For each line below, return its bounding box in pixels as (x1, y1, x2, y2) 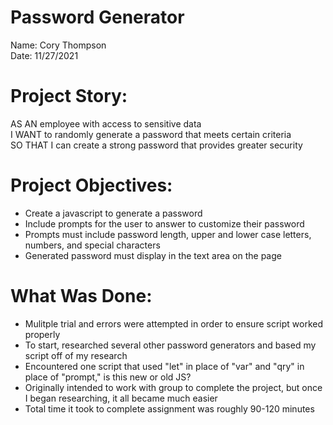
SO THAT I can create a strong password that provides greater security (10, 139, 303, 151)
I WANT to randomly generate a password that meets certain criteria (10, 128, 292, 140)
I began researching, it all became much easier (24, 392, 218, 404)
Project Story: (10, 85, 128, 108)
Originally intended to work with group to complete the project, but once (24, 381, 323, 393)
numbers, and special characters (24, 239, 161, 251)
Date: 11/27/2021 (10, 49, 79, 61)
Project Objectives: (10, 174, 173, 197)
